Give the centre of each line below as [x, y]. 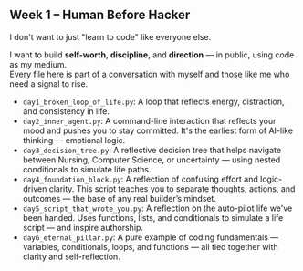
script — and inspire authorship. [83, 227]
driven [35, 188]
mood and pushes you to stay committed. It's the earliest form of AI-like [158, 130]
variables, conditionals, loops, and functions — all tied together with [150, 246]
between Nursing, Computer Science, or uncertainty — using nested [151, 160]
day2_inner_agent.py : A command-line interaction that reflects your [149, 120]
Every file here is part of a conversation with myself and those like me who [150, 74]
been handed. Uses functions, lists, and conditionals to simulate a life [153, 217]
